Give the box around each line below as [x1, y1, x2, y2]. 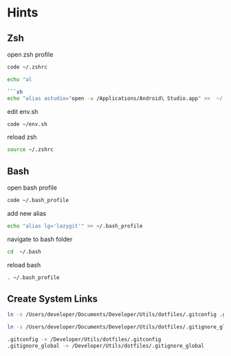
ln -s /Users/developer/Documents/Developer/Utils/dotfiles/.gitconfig [7, 311, 217, 318]
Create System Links [7, 293, 98, 304]
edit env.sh [7, 107, 38, 115]
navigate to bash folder [7, 235, 73, 243]
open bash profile [7, 183, 57, 192]
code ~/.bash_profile [7, 197, 69, 204]
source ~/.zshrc [7, 146, 54, 153]
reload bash [7, 260, 41, 269]
